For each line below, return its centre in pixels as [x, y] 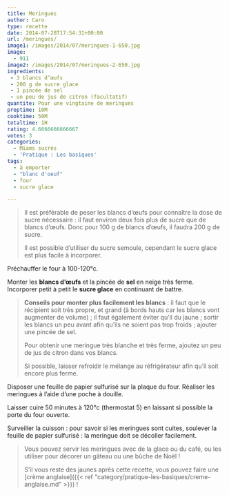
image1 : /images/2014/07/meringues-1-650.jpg [73, 46]
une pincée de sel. [50, 332]
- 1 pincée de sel [37, 90]
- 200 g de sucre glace [44, 84]
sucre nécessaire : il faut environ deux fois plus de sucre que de [115, 220]
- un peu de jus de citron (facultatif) [69, 97]
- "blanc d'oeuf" [38, 174]
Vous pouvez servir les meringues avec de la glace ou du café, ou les [123, 449]
